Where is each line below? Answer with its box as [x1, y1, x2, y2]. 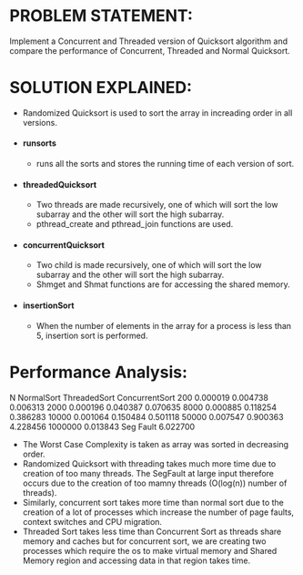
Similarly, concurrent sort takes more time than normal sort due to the [22, 497, 285, 508]
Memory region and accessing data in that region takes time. [22, 555, 251, 566]
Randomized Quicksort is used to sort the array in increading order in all [22, 107, 293, 118]
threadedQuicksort [22, 179, 97, 190]
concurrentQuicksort [22, 239, 105, 251]
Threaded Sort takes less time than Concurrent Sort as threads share [22, 526, 282, 537]
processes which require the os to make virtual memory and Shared [22, 545, 278, 556]
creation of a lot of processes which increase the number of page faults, [22, 507, 294, 518]
